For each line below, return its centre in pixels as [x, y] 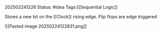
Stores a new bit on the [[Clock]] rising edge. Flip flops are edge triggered [81, 17]
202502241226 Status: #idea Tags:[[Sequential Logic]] [61, 7]
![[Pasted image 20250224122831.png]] [46, 26]
